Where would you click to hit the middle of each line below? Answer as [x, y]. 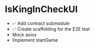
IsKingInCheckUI [41, 9]
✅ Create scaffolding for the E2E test [51, 29]
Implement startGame [35, 40]
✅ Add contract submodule [41, 23]
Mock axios [24, 34]
